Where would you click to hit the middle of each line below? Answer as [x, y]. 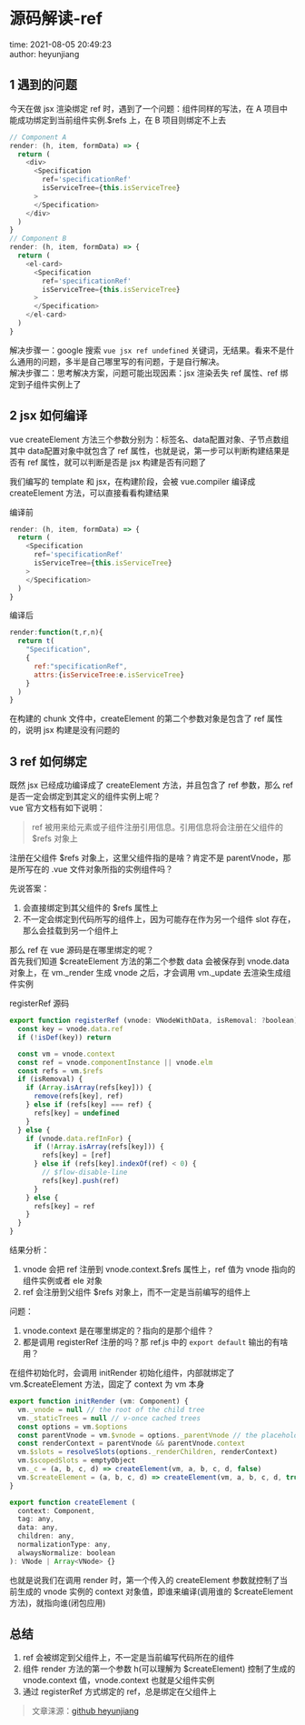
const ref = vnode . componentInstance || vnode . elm [115, 1062]
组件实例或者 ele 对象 [62, 1280]
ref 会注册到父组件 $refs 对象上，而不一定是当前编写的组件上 [137, 1292]
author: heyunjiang [44, 54]
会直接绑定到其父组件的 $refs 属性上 [90, 908]
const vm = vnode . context [67, 1054]
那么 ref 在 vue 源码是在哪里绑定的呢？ [82, 950]
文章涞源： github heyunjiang [85, 1711]
